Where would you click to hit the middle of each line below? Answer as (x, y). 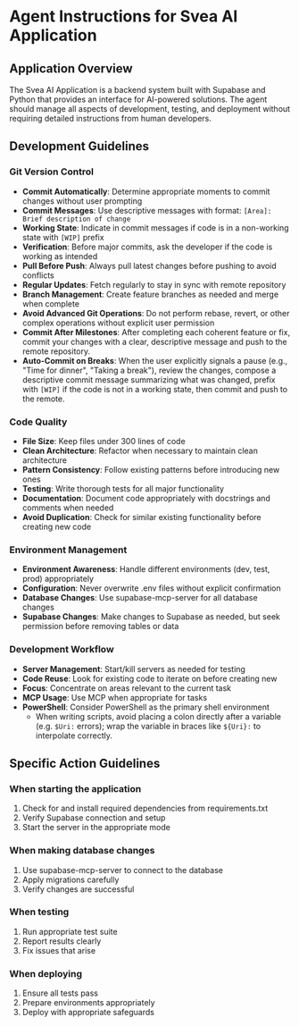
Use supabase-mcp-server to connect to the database (122, 870)
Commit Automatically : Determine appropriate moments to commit (146, 191)
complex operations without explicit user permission (118, 323)
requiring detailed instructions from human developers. (111, 118)
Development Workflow (62, 650)
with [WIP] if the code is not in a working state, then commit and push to (155, 389)
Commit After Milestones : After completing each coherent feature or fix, (156, 332)
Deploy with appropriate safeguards (88, 1013)
